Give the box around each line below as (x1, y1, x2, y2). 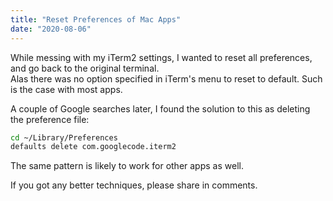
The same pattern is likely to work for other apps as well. (10, 160, 244, 172)
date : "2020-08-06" (10, 24, 92, 34)
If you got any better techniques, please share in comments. (10, 179, 258, 191)
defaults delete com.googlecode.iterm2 (10, 142, 177, 152)
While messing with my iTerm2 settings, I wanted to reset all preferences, (10, 51, 313, 63)
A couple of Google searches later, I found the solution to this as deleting (10, 102, 311, 115)
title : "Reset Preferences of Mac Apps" (10, 14, 182, 25)
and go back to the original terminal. (10, 62, 160, 74)
